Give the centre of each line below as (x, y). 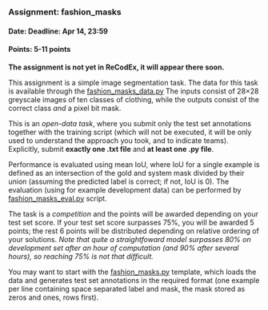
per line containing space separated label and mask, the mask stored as (127, 288)
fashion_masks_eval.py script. (58, 198)
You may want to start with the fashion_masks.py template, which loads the (132, 272)
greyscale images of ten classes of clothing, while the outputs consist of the (134, 99)
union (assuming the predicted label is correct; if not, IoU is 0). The (119, 181)
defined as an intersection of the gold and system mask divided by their (127, 173)
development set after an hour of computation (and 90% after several (124, 248)
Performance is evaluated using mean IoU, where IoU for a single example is (134, 164)
